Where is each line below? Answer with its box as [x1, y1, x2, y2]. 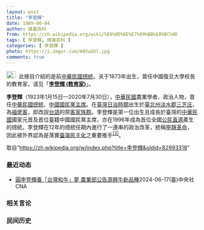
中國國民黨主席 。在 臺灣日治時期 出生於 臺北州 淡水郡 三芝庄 [49, 101, 192, 108]
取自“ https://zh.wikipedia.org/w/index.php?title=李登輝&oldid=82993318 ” [6, 144, 190, 152]
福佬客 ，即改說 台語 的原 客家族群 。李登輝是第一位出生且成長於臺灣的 [12, 108, 182, 115]
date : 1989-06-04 [6, 20, 50, 26]
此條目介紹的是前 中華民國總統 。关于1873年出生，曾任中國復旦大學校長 [18, 72, 195, 79]
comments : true [6, 54, 45, 60]
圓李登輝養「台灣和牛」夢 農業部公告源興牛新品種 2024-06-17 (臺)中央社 [15, 175, 194, 183]
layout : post [6, 8, 39, 15]
